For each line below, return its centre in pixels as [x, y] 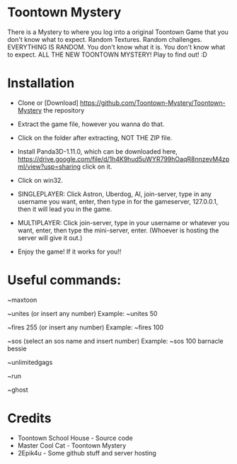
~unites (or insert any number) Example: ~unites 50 [82, 313]
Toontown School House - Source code [75, 438]
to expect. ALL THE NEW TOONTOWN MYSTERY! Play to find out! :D [107, 55]
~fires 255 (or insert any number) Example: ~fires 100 [86, 327]
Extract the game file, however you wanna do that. [91, 124]
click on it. [97, 166]
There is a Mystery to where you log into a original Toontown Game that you [118, 32]
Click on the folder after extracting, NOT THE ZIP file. [95, 137]
